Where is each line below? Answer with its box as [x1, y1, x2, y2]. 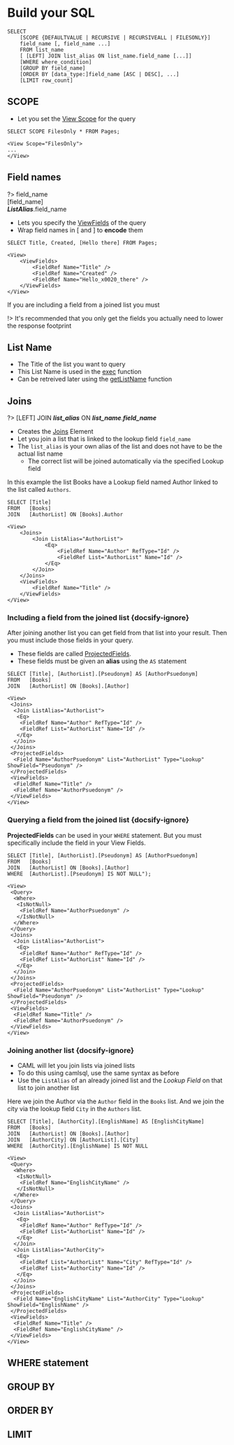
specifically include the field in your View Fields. [7, 838, 146, 847]
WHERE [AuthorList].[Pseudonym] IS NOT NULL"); [7, 870, 152, 878]
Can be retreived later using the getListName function [17, 375, 173, 384]
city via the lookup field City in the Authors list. [7, 1105, 142, 1113]
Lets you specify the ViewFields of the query [17, 218, 147, 226]
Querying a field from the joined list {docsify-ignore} [7, 815, 190, 825]
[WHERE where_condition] [20, 58, 92, 66]
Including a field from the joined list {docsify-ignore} [7, 613, 190, 623]
